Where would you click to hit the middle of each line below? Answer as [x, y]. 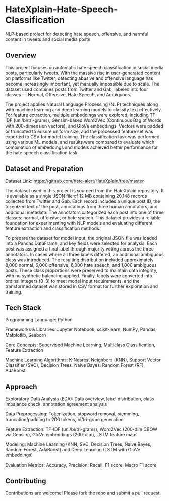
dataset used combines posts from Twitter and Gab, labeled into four [77, 89]
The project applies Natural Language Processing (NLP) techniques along [82, 104]
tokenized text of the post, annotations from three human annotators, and [81, 206]
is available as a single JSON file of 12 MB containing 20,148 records [76, 196]
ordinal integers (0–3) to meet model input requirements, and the [72, 281]
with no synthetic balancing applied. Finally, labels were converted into [79, 276]
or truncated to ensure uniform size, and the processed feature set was [79, 131]
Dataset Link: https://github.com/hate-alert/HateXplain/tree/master [75, 181]
